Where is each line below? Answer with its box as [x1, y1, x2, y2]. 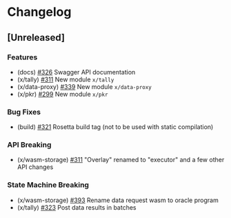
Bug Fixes [7, 107, 41, 117]
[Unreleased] [7, 32, 66, 43]
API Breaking [7, 140, 52, 150]
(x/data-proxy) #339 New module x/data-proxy [17, 82, 152, 90]
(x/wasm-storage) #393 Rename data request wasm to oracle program [17, 196, 219, 204]
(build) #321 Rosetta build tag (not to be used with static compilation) [17, 123, 214, 131]
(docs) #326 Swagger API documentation [17, 68, 136, 76]
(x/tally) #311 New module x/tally [17, 75, 114, 83]
